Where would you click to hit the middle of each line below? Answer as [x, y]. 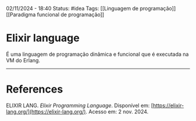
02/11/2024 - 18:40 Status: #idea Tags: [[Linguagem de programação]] [91, 8]
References [34, 89]
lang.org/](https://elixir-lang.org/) [46, 111]
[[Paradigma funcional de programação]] [55, 15]
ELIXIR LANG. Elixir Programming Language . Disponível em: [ [80, 105]
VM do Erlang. [23, 60]
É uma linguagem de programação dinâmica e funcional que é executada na [97, 54]
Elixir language [43, 38]
